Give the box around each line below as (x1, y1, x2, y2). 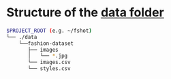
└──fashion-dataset (18, 39, 74, 47)
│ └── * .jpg (27, 52, 68, 59)
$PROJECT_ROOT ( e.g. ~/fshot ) (6, 27, 93, 34)
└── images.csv (27, 59, 71, 66)
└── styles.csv (27, 65, 71, 72)
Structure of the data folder (6, 5, 164, 20)
